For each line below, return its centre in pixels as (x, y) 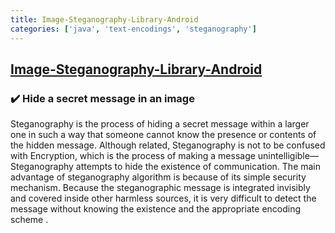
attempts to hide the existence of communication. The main (198, 167)
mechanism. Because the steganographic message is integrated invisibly (160, 188)
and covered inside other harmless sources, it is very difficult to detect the (163, 198)
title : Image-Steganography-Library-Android (104, 19)
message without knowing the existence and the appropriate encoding (156, 209)
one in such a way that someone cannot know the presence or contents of (163, 135)
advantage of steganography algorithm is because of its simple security (158, 177)
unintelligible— (288, 156)
